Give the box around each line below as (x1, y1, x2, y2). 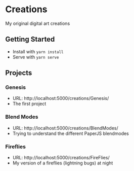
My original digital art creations (5, 20, 70, 26)
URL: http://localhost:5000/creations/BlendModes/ (12, 125, 118, 131)
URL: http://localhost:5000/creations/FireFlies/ (12, 155, 110, 161)
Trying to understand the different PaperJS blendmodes (12, 130, 129, 136)
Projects (5, 69, 32, 77)
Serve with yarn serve (12, 54, 59, 60)
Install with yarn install (12, 48, 64, 54)
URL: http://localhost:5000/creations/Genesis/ (12, 95, 109, 101)
